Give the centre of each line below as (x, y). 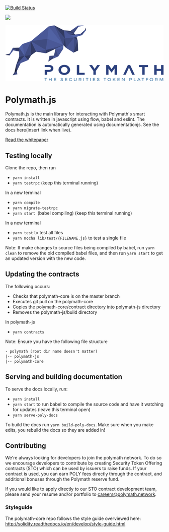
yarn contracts (28, 332)
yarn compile (26, 203)
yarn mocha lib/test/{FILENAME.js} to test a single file (69, 238)
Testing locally (29, 155)
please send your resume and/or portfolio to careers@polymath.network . (81, 494)
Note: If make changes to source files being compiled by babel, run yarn (80, 248)
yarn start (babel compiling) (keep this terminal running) (72, 213)
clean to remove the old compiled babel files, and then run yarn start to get (84, 253)
